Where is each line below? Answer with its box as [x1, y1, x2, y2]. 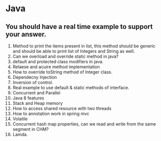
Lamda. [12, 132, 28, 137]
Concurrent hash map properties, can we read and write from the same [12, 121, 156, 127]
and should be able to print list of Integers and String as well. [12, 48, 135, 54]
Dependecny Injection [12, 74, 57, 80]
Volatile [12, 116, 28, 121]
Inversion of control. [12, 79, 53, 85]
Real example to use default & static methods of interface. [12, 85, 129, 91]
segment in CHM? [12, 126, 49, 132]
